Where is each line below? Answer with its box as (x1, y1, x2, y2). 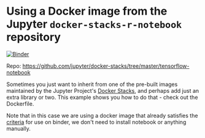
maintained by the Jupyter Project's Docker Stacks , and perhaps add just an (6, 87, 199, 94)
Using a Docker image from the (6, 4, 168, 18)
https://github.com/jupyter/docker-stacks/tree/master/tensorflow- (22, 62, 190, 70)
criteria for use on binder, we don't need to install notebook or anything (6, 118, 187, 126)
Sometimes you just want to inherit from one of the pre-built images (6, 81, 178, 88)
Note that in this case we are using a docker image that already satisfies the (6, 112, 198, 119)
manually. (6, 125, 31, 132)
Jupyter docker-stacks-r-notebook (6, 17, 182, 31)
